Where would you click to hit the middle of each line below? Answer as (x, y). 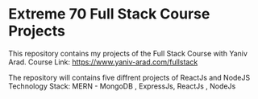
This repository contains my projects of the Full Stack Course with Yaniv (128, 53)
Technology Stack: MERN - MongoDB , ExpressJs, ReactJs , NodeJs (122, 86)
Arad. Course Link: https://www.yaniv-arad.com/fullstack (103, 62)
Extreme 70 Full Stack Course (109, 14)
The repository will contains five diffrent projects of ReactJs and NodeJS (129, 77)
